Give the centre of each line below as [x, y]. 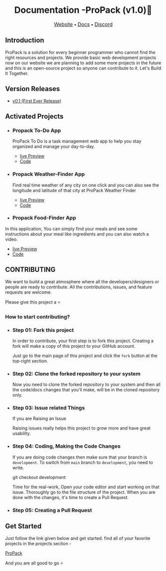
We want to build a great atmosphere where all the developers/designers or [82, 281]
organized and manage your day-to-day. [54, 147]
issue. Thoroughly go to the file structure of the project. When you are [84, 492]
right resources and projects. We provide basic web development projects [81, 57]
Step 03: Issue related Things [49, 408]
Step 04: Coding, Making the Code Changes [66, 446]
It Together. [17, 73]
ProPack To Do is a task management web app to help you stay [77, 141]
